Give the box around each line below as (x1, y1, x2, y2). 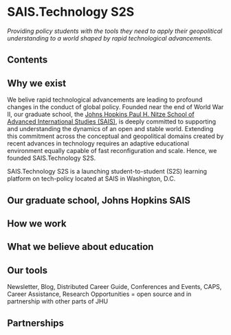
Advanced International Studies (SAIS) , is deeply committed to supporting (7, 117, 217, 126)
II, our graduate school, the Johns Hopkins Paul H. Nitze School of (7, 111, 195, 119)
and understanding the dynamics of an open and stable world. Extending (7, 125, 214, 133)
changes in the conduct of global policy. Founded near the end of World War (7, 103, 224, 111)
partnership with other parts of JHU (7, 297, 109, 305)
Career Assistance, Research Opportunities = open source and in (7, 290, 192, 299)
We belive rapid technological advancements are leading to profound (7, 95, 203, 104)
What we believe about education (7, 241, 154, 253)
